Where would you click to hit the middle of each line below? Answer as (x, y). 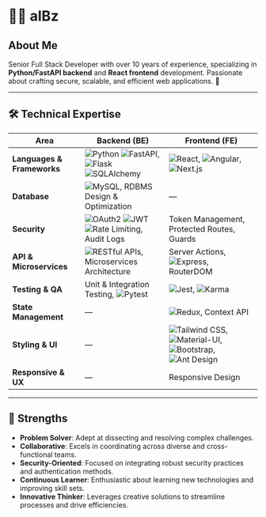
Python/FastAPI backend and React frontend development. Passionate (125, 73)
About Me (33, 45)
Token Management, (207, 219)
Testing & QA (38, 289)
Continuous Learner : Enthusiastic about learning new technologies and (137, 479)
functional (36, 455)
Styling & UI (35, 345)
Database (31, 196)
